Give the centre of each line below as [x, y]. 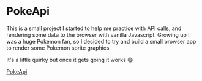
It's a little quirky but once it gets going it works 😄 [70, 60]
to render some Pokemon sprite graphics [58, 48]
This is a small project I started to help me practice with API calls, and [94, 28]
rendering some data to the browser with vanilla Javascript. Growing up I [98, 34]
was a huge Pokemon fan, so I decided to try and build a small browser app [101, 41]
